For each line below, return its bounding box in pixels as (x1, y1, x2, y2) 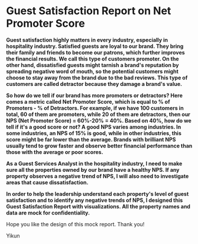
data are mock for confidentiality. (6, 209, 90, 216)
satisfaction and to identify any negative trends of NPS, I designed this (6, 197, 183, 204)
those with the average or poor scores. (6, 148, 103, 155)
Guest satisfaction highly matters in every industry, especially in (6, 36, 168, 43)
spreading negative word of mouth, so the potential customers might (6, 68, 179, 75)
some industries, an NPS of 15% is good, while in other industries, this (6, 129, 181, 137)
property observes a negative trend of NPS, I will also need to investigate (6, 172, 189, 179)
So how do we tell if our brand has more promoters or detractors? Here (6, 92, 183, 99)
